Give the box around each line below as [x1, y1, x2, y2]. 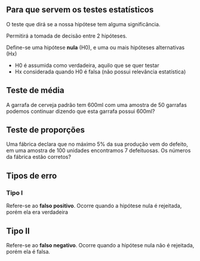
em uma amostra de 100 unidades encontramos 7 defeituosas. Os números [6, 147, 191, 154]
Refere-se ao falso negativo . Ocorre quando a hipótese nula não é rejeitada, [6, 241, 195, 248]
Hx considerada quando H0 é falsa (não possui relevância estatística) [14, 68, 186, 75]
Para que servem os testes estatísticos [6, 5, 154, 15]
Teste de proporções [6, 125, 85, 135]
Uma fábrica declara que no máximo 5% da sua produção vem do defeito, [6, 140, 188, 148]
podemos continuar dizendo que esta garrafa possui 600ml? [6, 108, 155, 115]
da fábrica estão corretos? [6, 153, 72, 161]
